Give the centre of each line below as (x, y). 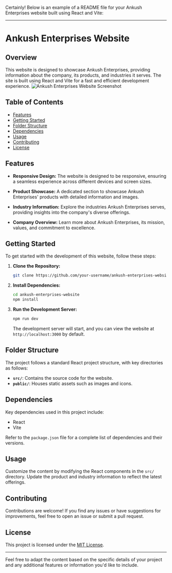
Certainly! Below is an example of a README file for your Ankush (74, 7)
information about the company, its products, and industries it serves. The (83, 75)
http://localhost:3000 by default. (49, 334)
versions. (15, 443)
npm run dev (25, 319)
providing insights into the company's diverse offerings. (71, 212)
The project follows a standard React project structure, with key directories (84, 362)
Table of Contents (35, 102)
